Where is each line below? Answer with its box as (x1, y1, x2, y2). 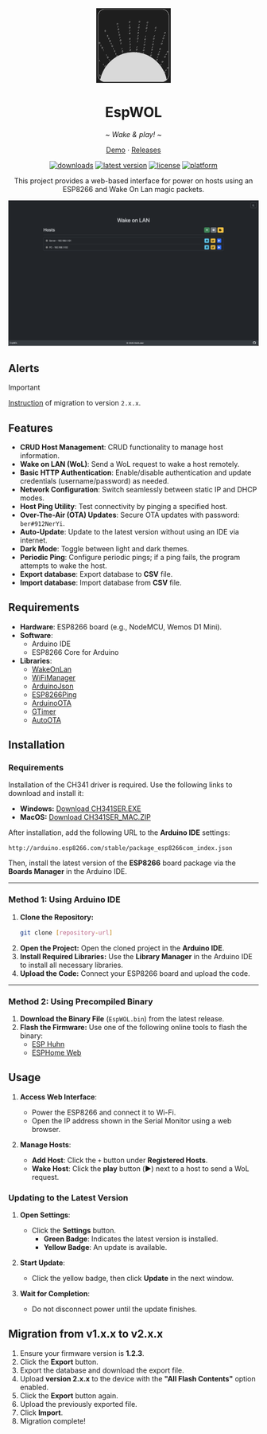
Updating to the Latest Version (8, 1192, 129, 1203)
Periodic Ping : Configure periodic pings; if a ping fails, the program (19, 552, 241, 562)
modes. (19, 493, 45, 503)
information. (19, 450, 60, 460)
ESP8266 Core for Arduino (31, 647, 119, 656)
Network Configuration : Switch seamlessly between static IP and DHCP (19, 484, 257, 494)
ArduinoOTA (31, 698, 72, 707)
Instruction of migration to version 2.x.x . (8, 398, 141, 408)
